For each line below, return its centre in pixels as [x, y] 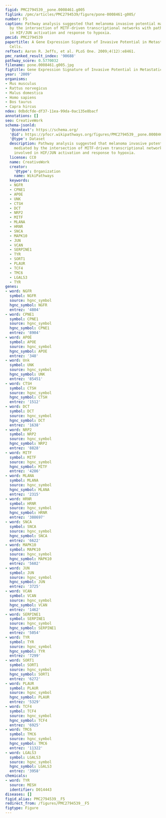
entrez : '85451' [26, 379]
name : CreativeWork [30, 162]
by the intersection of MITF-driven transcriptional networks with [81, 28]
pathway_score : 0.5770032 [32, 61]
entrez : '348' [24, 356]
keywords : [20, 181]
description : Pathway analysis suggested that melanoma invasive [78, 144]
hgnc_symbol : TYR [27, 651]
